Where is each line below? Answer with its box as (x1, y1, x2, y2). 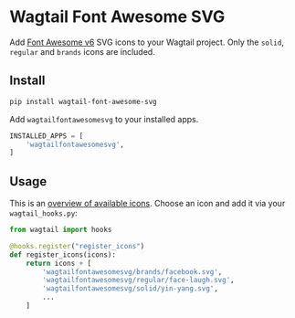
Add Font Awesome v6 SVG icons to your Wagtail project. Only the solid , (9, 37, 285, 48)
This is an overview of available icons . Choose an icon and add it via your (9, 198, 286, 209)
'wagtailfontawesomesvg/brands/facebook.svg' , (42, 267, 223, 276)
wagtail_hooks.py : (9, 207, 78, 218)
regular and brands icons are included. (9, 46, 155, 57)
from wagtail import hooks (9, 226, 112, 235)
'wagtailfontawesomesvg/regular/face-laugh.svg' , (42, 276, 235, 285)
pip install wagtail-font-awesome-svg (9, 97, 157, 106)
